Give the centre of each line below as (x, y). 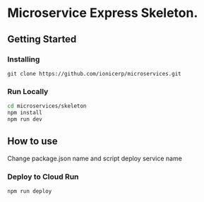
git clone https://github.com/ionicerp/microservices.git (94, 73)
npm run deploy (30, 191)
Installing (24, 59)
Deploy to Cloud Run (43, 177)
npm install (25, 113)
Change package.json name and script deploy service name (95, 158)
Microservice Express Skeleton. (103, 13)
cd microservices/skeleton (47, 106)
